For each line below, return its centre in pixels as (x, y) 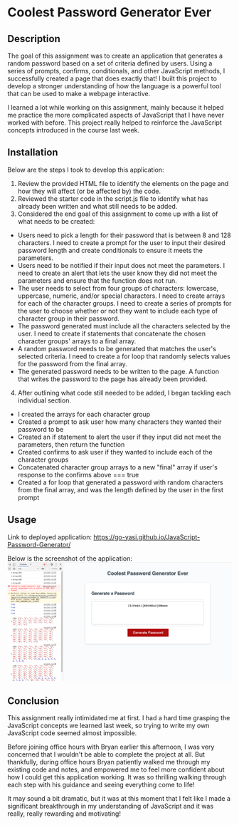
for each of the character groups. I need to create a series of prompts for (124, 303)
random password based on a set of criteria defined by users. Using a (110, 63)
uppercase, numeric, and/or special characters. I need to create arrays (121, 296)
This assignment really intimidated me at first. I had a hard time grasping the (119, 718)
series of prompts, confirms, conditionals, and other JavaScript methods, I (116, 71)
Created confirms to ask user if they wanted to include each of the (115, 452)
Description (34, 39)
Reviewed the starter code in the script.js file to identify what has (113, 198)
